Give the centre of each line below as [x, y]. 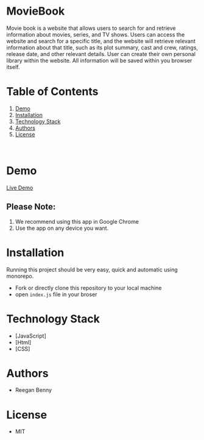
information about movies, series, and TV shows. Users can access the [96, 34]
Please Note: [31, 207]
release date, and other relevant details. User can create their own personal [101, 54]
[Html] [23, 342]
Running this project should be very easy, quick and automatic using [92, 269]
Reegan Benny [33, 390]
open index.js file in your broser [56, 294]
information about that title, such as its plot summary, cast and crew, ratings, [102, 48]
